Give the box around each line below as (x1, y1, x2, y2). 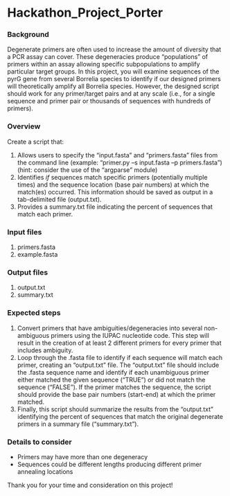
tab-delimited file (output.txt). (17, 195, 102, 203)
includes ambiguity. (17, 345, 73, 354)
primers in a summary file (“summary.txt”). (17, 420, 139, 428)
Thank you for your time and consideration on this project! (7, 481, 173, 489)
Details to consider (7, 437, 72, 447)
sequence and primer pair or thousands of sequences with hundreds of (7, 97, 211, 105)
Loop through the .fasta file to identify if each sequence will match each (17, 353, 223, 361)
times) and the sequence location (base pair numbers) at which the (17, 180, 209, 189)
